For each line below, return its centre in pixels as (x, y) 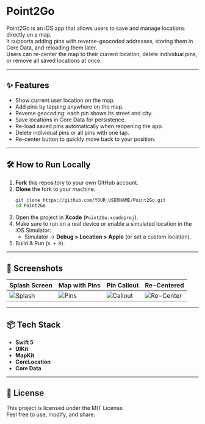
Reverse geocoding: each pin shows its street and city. (84, 113)
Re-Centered (164, 286)
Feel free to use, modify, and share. (51, 414)
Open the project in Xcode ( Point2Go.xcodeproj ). (77, 217)
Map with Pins (79, 286)
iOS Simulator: (33, 231)
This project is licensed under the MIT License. (65, 408)
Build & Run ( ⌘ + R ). (40, 243)
